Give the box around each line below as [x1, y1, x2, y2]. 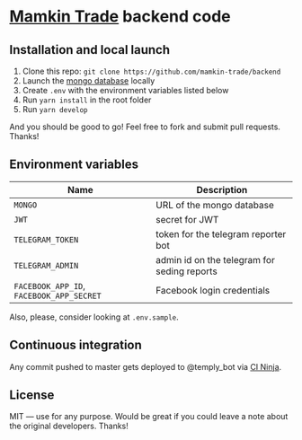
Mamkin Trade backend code [9, 6, 231, 27]
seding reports [155, 265, 218, 277]
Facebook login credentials [155, 284, 271, 296]
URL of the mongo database [155, 198, 274, 211]
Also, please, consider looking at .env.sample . [9, 312, 180, 322]
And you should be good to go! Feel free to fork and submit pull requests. [9, 121, 281, 132]
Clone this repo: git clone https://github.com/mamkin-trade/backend [22, 66, 281, 76]
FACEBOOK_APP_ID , [13, 279, 86, 292]
